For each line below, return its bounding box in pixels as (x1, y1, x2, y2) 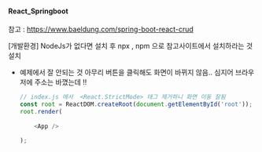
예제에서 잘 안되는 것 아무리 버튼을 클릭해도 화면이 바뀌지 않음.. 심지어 (19, 67, 234, 78)
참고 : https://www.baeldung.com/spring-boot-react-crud (8, 24, 194, 34)
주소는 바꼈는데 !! (34, 78, 87, 87)
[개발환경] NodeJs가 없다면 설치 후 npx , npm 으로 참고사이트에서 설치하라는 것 (8, 42, 253, 51)
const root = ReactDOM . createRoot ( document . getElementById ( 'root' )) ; (19, 100, 253, 109)
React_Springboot (8, 6, 68, 16)
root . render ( (19, 107, 63, 115)
